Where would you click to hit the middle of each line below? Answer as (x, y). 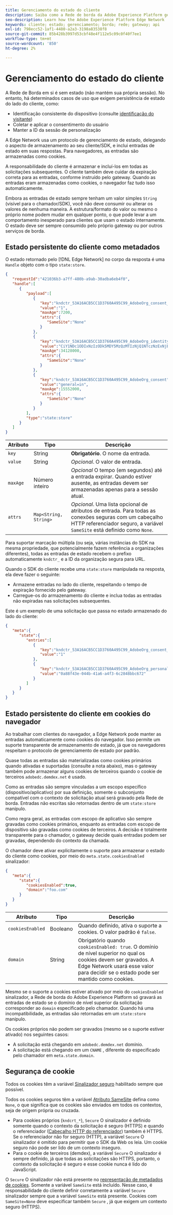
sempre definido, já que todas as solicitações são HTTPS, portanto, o (86, 1158)
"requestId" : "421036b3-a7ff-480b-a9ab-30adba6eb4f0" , (71, 279)
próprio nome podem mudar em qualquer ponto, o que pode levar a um (81, 215)
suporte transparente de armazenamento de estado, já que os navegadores (85, 745)
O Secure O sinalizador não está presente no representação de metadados (84, 1179)
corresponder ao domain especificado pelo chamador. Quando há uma (80, 1008)
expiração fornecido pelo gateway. (49, 590)
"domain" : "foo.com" (47, 890)
